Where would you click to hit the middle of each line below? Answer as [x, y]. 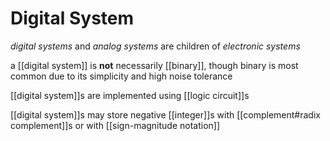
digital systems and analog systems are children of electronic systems [155, 46]
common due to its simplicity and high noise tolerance [121, 76]
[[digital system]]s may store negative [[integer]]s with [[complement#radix [165, 114]
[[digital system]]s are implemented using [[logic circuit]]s [130, 95]
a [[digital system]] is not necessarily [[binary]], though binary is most [154, 65]
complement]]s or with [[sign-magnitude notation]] [115, 125]
